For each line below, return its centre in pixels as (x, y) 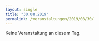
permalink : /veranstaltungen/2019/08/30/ (50, 19)
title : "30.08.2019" (27, 14)
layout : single (21, 10)
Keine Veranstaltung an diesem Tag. (43, 33)
